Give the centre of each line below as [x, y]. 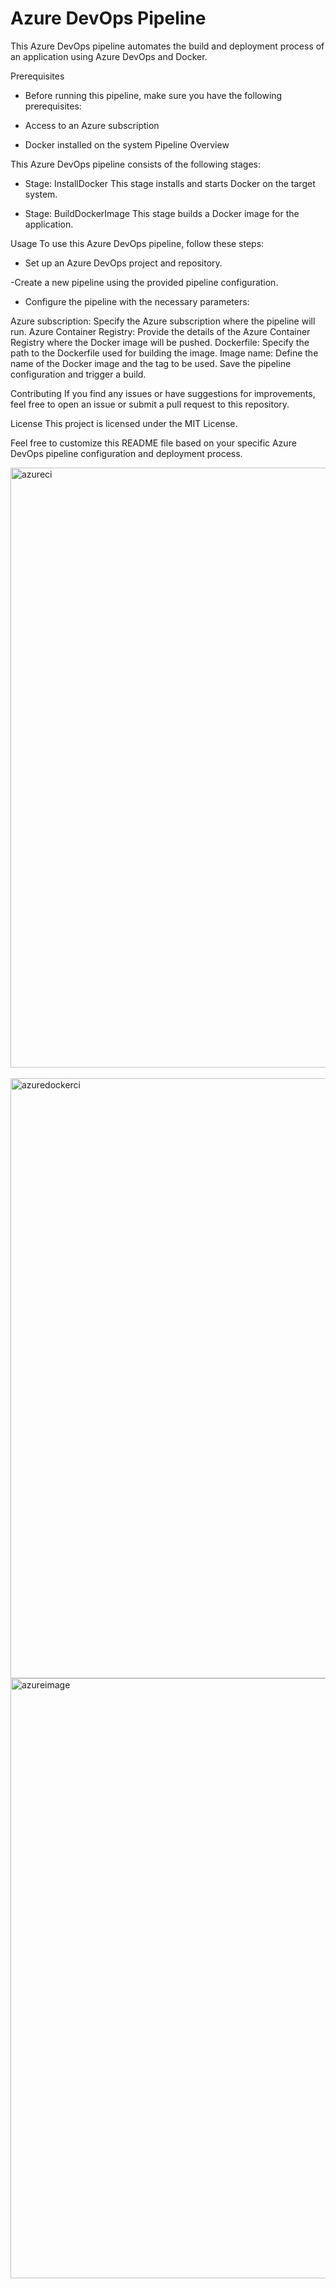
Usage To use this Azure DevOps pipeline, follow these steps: [137, 243]
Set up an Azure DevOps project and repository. [123, 263]
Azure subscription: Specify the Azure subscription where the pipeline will [163, 321]
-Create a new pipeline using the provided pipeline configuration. [144, 282]
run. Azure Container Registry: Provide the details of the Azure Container [160, 331]
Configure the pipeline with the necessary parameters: [137, 301]
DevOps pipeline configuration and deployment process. [126, 453]
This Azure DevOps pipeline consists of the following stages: [136, 164]
